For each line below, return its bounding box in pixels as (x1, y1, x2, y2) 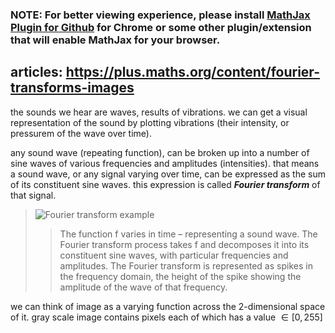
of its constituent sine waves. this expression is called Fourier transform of (10, 178, 321, 190)
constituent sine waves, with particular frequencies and (59, 249, 289, 261)
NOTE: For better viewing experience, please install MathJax (10, 8, 311, 22)
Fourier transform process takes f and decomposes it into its (59, 238, 310, 250)
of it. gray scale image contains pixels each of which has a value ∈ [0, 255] (10, 311, 323, 323)
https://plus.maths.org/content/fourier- (65, 64, 320, 81)
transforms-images (10, 79, 135, 97)
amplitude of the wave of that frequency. (59, 281, 228, 293)
